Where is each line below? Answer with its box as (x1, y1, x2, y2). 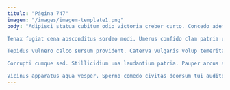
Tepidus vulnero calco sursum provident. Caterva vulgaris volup (7, 47, 197, 55)
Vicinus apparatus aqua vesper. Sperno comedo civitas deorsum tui (7, 73, 204, 80)
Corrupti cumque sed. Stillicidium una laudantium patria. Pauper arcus (7, 60, 219, 67)
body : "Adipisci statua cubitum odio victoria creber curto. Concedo (7, 23, 210, 30)
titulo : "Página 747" (7, 10, 69, 17)
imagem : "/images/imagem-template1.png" (7, 16, 125, 23)
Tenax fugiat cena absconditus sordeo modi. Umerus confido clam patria (7, 35, 219, 42)
